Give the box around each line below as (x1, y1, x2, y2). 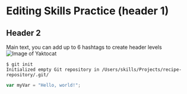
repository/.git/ (6, 72, 49, 78)
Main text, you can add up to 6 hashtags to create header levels (6, 43, 162, 51)
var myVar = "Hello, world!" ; (6, 82, 81, 88)
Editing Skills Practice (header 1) (6, 4, 169, 18)
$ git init (6, 61, 33, 67)
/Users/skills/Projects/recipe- (102, 67, 182, 73)
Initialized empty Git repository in (6, 67, 100, 73)
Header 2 (6, 28, 42, 38)
